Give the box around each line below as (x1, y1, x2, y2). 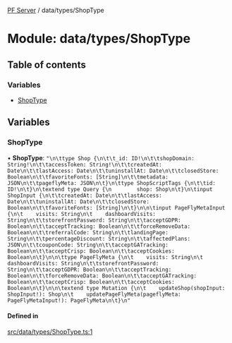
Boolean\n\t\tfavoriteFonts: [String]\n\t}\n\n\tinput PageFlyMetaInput (7, 204, 226, 211)
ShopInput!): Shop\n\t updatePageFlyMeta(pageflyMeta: (7, 291, 181, 298)
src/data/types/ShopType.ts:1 (7, 327, 93, 336)
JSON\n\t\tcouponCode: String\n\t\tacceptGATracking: (7, 241, 169, 248)
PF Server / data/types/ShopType (7, 6, 104, 14)
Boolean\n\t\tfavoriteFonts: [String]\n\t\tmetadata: (7, 173, 169, 181)
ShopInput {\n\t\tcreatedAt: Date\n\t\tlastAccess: (7, 192, 162, 199)
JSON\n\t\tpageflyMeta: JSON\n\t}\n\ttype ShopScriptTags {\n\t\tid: (7, 179, 216, 186)
